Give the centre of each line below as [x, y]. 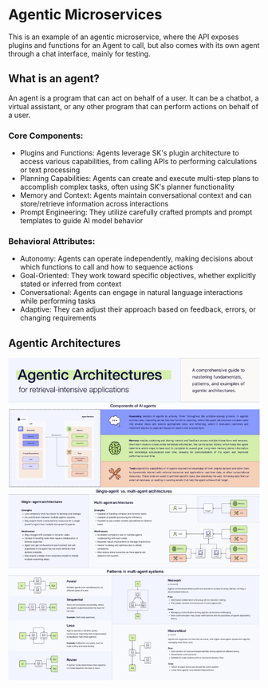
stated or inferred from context [71, 284]
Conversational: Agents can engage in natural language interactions [131, 293]
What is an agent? [54, 79]
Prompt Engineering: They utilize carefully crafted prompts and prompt [136, 212]
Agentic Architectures [65, 343]
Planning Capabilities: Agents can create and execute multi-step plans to [139, 179]
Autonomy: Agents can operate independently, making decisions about [136, 259]
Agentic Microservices [85, 15]
